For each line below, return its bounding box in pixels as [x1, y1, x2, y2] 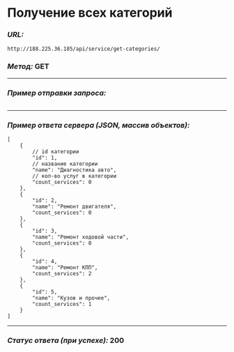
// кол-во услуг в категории [32, 173, 117, 180]
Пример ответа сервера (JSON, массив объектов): [7, 121, 190, 130]
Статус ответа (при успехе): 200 [7, 336, 124, 346]
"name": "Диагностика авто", [32, 167, 117, 174]
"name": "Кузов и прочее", [32, 295, 111, 302]
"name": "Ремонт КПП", [32, 264, 98, 271]
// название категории [32, 160, 98, 168]
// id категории [32, 148, 79, 155]
